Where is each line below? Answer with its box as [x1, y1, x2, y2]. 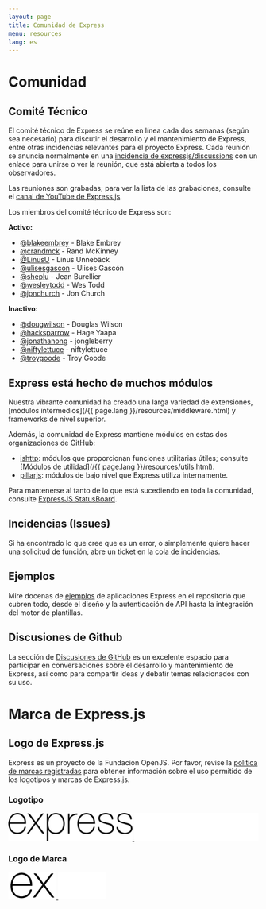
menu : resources [8, 29, 62, 37]
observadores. [8, 168, 56, 178]
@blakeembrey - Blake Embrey [19, 238, 121, 248]
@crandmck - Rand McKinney [19, 246, 119, 256]
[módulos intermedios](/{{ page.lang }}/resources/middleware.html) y [8, 406, 237, 416]
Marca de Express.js [8, 705, 145, 723]
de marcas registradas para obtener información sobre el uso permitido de [8, 766, 253, 776]
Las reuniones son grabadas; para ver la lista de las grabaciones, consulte [8, 184, 252, 193]
